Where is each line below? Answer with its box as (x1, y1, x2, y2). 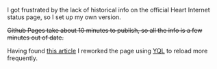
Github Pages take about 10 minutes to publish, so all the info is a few (7, 27, 203, 34)
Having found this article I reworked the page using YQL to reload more (7, 47, 208, 55)
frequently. (7, 54, 38, 62)
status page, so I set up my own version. (7, 13, 121, 21)
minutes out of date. (7, 33, 64, 42)
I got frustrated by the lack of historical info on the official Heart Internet (7, 6, 210, 14)
